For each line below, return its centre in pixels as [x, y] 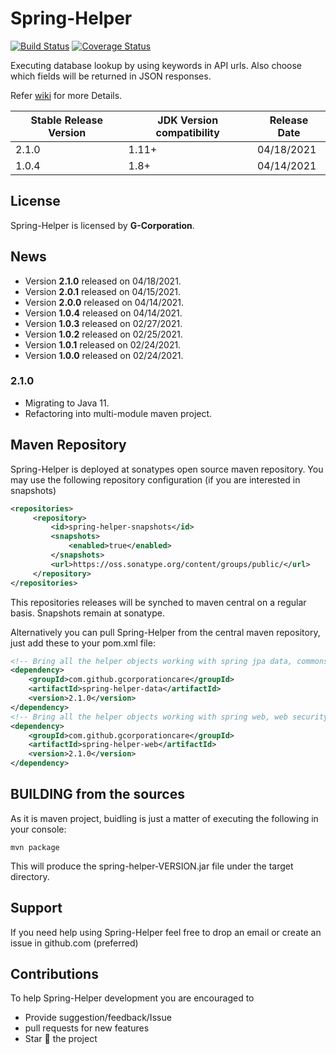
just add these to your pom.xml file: [83, 643]
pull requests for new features [87, 1028]
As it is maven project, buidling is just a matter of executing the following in [164, 818]
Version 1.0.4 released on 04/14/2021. [103, 313]
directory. [30, 876]
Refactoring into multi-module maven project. [118, 413]
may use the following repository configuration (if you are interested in [155, 479]
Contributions [54, 974]
